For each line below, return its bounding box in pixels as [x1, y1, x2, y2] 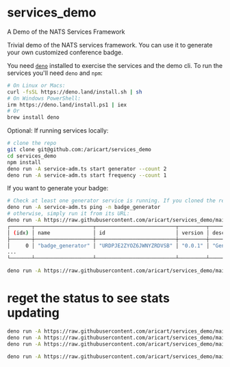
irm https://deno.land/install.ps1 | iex [7, 101, 127, 108]
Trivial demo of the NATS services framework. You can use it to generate [7, 41, 213, 49]
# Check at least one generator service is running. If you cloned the [7, 197, 216, 204]
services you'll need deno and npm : [7, 69, 103, 77]
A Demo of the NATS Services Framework [7, 27, 125, 36]
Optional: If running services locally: [7, 126, 109, 135]
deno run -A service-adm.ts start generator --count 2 [7, 165, 167, 173]
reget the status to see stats [7, 291, 170, 307]
